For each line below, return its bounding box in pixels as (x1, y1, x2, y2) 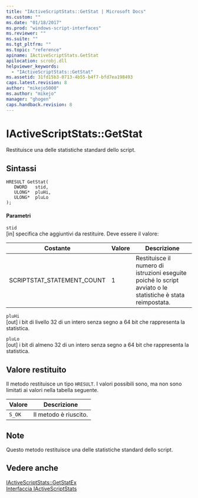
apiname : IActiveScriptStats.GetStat (6, 52, 99, 58)
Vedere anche (6, 463, 59, 473)
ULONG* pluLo (14, 195, 49, 201)
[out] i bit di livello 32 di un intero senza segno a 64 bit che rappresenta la (6, 318, 186, 326)
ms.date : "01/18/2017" (6, 19, 62, 25)
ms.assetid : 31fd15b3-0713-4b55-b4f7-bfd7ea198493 (6, 74, 133, 80)
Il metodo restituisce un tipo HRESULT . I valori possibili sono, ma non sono (6, 380, 182, 387)
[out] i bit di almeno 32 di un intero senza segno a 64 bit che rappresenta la (6, 341, 189, 348)
